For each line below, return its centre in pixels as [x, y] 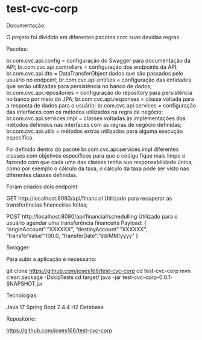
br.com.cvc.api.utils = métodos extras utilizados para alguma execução [95, 131]
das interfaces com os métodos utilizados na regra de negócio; [85, 112]
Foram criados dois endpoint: [43, 187]
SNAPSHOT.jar [25, 283]
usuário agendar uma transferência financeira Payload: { [76, 223]
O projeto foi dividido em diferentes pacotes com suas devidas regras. [93, 37]
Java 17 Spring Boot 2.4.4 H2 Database [55, 307]
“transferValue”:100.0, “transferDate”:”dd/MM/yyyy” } [72, 236]
